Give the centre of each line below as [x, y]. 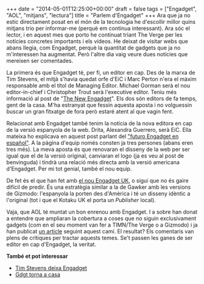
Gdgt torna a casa [38, 275]
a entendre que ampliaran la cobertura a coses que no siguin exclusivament [101, 218]
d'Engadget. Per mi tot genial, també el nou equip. [69, 169]
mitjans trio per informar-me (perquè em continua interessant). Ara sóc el [98, 28]
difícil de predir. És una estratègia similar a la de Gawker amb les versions [99, 187]
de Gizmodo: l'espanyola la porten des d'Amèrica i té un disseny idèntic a [98, 194]
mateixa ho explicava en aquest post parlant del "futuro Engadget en [93, 136]
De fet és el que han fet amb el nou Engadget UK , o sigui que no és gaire [97, 180]
